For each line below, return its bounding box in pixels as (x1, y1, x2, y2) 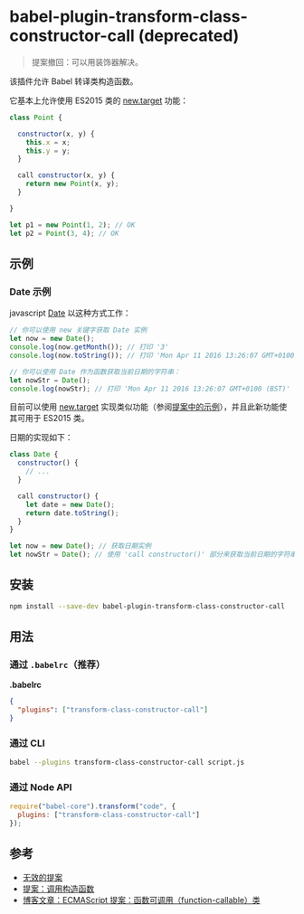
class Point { (9, 113, 63, 122)
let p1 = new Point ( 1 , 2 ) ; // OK (9, 220, 136, 230)
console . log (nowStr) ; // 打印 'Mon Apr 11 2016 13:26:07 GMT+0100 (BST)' (9, 384, 291, 393)
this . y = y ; (25, 146, 71, 155)
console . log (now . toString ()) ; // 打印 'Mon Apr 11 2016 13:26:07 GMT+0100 (9, 351, 295, 360)
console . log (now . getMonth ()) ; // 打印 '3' (9, 343, 169, 352)
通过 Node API (9, 781, 72, 794)
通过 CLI (9, 737, 45, 749)
